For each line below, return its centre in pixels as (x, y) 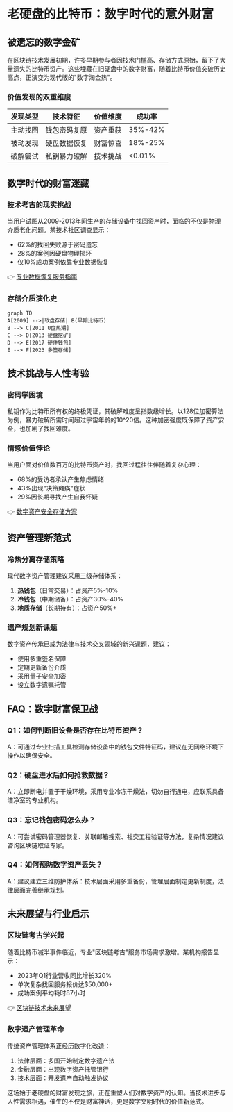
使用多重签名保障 (42, 659)
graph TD (20, 313)
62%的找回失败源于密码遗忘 (58, 244)
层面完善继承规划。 (40, 890)
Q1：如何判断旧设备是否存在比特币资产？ (76, 730)
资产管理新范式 (39, 538)
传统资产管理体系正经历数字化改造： (59, 1045)
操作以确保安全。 (32, 755)
